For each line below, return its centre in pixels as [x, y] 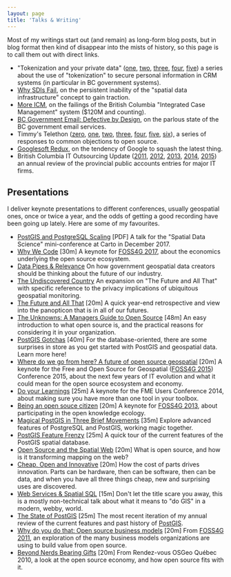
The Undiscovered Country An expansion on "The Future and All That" [117, 281]
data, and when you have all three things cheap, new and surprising [113, 479]
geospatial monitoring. [49, 296]
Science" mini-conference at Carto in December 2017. [94, 244]
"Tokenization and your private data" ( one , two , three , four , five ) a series [120, 68]
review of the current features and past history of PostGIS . [100, 523]
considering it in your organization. [67, 332]
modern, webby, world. [50, 509]
